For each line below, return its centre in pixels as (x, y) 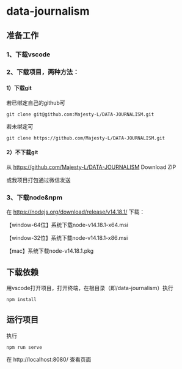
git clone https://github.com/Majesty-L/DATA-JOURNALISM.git (86, 138)
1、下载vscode (28, 54)
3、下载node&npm (35, 197)
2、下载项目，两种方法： (43, 72)
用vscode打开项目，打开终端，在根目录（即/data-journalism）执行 (90, 288)
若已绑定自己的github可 (36, 103)
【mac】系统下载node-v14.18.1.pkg (50, 251)
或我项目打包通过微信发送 (38, 180)
